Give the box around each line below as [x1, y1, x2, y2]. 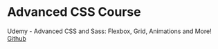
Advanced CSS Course [7, 4, 141, 20]
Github [7, 34, 26, 42]
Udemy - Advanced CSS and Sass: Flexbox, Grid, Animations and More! [7, 27, 212, 35]
